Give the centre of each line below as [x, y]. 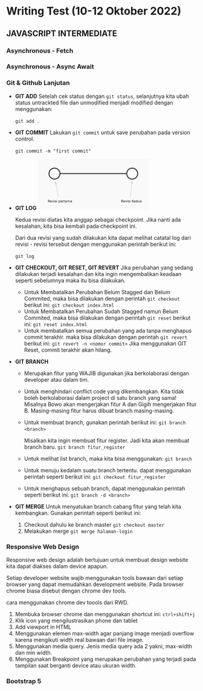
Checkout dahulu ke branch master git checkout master [94, 524]
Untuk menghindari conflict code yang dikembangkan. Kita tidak [104, 391]
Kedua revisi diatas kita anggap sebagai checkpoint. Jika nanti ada [98, 219]
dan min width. [34, 653]
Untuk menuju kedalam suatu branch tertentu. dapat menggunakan [108, 470]
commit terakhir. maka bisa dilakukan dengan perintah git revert [106, 337]
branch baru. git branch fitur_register [75, 447]
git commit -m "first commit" [53, 151]
